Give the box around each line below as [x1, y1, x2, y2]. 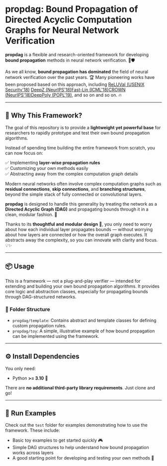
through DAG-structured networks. [5, 294, 77, 300]
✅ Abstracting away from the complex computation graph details [5, 170, 138, 177]
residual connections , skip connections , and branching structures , [5, 186, 146, 192]
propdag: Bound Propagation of [5, 3, 138, 15]
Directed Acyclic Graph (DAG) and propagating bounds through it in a [5, 206, 149, 212]
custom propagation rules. [12, 322, 67, 328]
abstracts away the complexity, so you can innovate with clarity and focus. [5, 237, 158, 243]
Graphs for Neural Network [5, 25, 119, 36]
